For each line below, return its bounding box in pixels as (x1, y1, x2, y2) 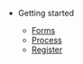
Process (31, 35, 62, 45)
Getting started (17, 8, 75, 18)
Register (31, 44, 63, 55)
